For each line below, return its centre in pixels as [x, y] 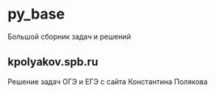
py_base [36, 14]
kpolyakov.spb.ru [53, 62]
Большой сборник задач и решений [69, 36]
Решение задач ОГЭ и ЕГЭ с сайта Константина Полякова [108, 81]
